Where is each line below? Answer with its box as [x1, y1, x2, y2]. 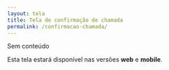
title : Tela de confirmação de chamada [7, 17, 124, 24]
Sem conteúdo [7, 42, 50, 51]
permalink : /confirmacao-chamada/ [7, 23, 108, 30]
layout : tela [7, 10, 45, 17]
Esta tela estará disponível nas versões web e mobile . [7, 55, 163, 64]
